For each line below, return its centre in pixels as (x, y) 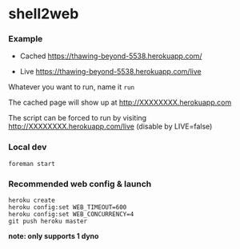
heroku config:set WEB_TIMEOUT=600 (68, 207)
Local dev (28, 147)
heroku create (32, 200)
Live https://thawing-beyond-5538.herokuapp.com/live (110, 72)
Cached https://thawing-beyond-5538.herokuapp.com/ (111, 56)
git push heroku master (48, 221)
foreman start (32, 164)
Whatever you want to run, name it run (71, 87)
